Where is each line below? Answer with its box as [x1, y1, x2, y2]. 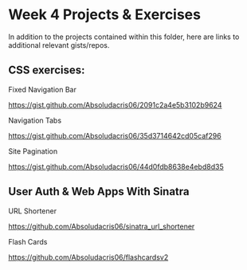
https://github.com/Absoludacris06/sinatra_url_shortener [8, 221, 195, 231]
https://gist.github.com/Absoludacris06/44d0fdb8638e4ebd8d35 [8, 162, 225, 171]
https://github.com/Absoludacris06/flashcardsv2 [8, 252, 169, 262]
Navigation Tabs [8, 115, 62, 125]
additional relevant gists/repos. [8, 40, 110, 49]
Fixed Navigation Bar [8, 84, 77, 94]
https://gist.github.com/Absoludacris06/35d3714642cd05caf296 [8, 131, 222, 140]
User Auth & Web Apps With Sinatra [8, 185, 190, 198]
